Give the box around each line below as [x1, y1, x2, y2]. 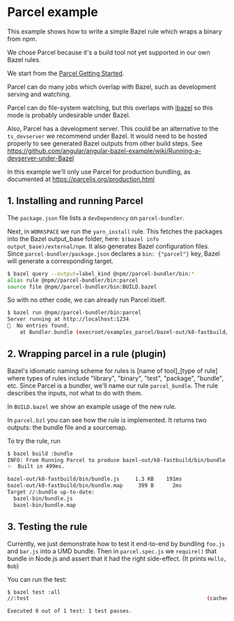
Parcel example [7, 4, 99, 20]
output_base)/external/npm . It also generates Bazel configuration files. [7, 242, 210, 250]
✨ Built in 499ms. [7, 463, 65, 470]
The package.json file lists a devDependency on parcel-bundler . [7, 213, 185, 222]
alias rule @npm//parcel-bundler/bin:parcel [7, 277, 139, 284]
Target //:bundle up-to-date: [7, 489, 95, 496]
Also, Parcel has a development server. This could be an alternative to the [7, 124, 219, 132]
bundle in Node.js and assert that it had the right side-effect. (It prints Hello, [7, 554, 227, 562]
